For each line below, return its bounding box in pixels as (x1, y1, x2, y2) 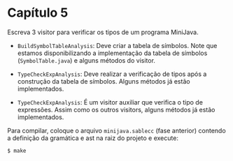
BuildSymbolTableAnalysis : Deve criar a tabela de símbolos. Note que (17, 41, 218, 49)
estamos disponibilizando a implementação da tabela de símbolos (17, 49, 208, 57)
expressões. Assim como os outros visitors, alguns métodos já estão (17, 105, 216, 114)
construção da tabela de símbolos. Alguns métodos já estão (17, 77, 190, 85)
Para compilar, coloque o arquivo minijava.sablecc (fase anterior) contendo (7, 126, 226, 135)
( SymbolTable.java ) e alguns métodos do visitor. (17, 56, 156, 64)
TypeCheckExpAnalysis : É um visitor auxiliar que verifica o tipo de (17, 98, 203, 106)
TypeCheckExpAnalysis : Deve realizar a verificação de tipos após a (17, 70, 207, 78)
